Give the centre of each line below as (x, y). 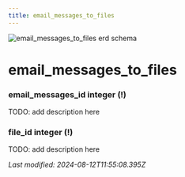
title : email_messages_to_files (61, 15)
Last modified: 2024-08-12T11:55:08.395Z (77, 165)
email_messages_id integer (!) (67, 94)
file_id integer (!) (41, 133)
